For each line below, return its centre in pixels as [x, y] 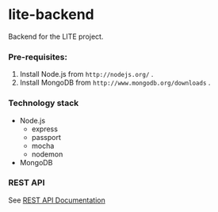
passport [46, 137]
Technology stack [44, 103]
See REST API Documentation [57, 200]
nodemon [47, 154]
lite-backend [51, 15]
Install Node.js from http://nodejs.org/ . [86, 74]
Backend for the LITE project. [56, 36]
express [44, 129]
